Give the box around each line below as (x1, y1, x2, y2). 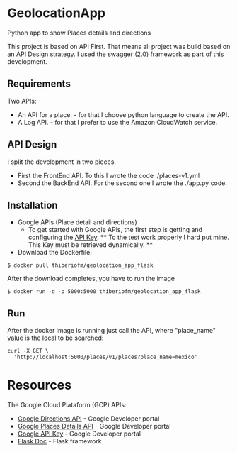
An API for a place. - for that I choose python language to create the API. (17, 110, 229, 118)
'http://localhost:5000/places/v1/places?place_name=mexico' (13, 353, 198, 361)
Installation (7, 199, 58, 211)
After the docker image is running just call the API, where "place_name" (7, 326, 216, 335)
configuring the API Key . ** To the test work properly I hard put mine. (28, 233, 230, 242)
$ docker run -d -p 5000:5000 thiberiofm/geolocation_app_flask (7, 288, 201, 295)
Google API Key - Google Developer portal (17, 429, 141, 438)
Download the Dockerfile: (17, 248, 92, 257)
